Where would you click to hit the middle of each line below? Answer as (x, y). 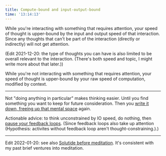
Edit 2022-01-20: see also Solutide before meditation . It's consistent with (80, 143)
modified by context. (26, 84)
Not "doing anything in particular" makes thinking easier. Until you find (77, 98)
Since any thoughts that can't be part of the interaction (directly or (73, 39)
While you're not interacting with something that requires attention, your (78, 73)
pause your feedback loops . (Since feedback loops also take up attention (80, 123)
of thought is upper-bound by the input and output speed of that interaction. (83, 33)
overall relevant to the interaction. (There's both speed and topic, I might (79, 59)
